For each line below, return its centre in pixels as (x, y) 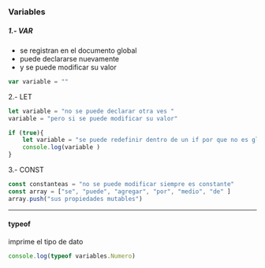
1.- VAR (21, 31)
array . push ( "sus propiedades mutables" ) (76, 199)
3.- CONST (26, 170)
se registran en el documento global (78, 50)
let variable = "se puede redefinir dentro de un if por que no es (135, 140)
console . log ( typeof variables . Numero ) (72, 256)
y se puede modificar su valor (68, 67)
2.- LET (21, 96)
